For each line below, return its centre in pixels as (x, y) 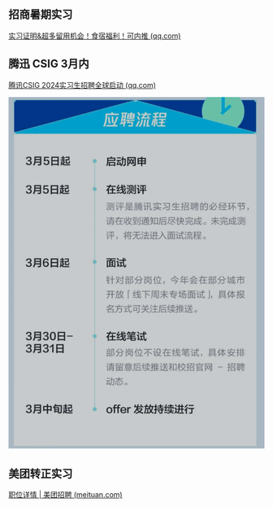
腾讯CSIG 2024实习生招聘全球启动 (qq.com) (82, 85)
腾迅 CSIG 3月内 (49, 64)
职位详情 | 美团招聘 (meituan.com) (66, 495)
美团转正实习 (41, 473)
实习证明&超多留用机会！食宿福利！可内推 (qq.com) (95, 36)
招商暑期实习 (41, 15)
